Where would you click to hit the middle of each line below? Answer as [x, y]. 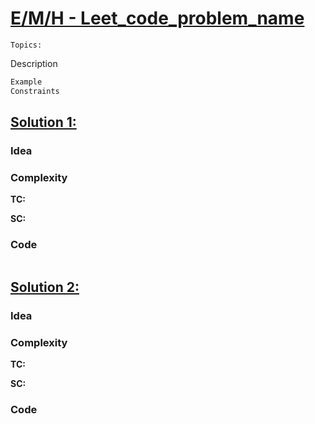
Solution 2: [45, 287]
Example [26, 82]
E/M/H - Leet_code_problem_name [157, 18]
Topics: [26, 45]
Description [34, 63]
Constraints [35, 91]
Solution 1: [43, 122]
